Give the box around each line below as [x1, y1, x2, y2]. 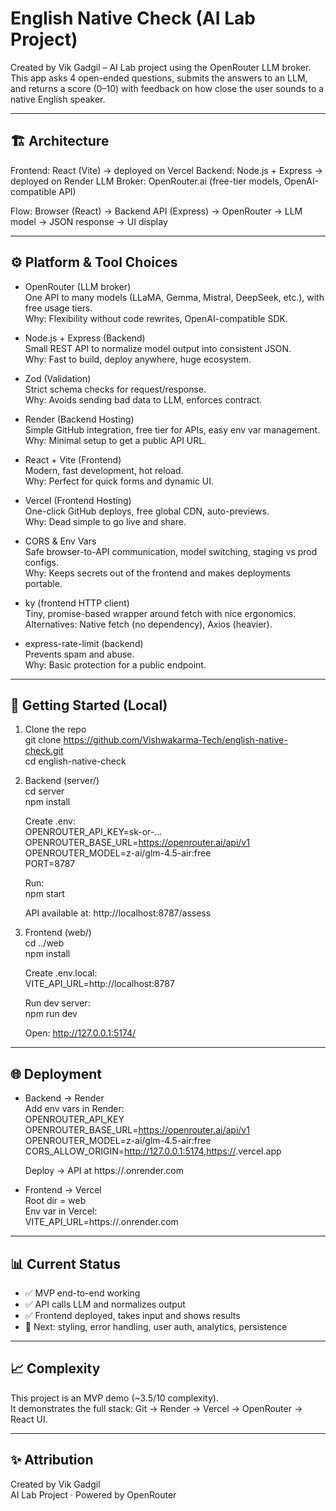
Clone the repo [24, 723, 87, 736]
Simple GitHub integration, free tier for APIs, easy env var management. [24, 423, 321, 436]
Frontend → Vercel [24, 1184, 102, 1196]
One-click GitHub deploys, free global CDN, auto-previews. [24, 505, 270, 517]
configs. [24, 556, 60, 568]
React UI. [10, 1413, 48, 1425]
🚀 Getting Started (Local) [10, 697, 168, 714]
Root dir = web [24, 1195, 87, 1207]
